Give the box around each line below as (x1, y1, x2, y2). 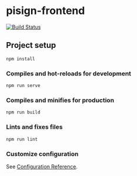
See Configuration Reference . (6, 163, 78, 170)
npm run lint (6, 136, 38, 142)
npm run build (6, 109, 41, 115)
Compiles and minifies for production (6, 96, 114, 104)
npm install (6, 56, 35, 62)
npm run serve (6, 83, 41, 89)
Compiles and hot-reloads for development (6, 69, 132, 77)
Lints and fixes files (6, 123, 63, 131)
